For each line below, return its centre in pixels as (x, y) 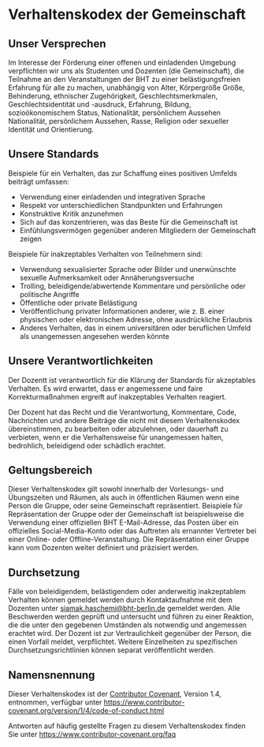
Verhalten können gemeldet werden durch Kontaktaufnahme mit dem (120, 600)
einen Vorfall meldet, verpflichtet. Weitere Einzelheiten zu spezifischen (123, 642)
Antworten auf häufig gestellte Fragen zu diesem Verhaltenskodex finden (127, 726)
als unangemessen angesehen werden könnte (94, 336)
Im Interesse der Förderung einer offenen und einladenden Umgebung (122, 62)
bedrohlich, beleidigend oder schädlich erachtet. (87, 445)
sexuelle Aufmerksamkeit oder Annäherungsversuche (107, 277)
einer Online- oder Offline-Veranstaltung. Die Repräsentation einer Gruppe (129, 539)
